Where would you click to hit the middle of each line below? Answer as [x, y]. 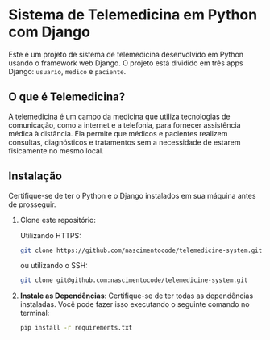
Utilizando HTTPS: [51, 235]
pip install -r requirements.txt [76, 328]
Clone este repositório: [58, 220]
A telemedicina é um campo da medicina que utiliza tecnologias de [120, 116]
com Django [50, 32]
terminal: [35, 313]
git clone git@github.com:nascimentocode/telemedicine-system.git [134, 280]
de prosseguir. [32, 204]
